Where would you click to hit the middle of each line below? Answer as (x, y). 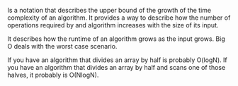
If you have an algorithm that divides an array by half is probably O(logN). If (118, 60)
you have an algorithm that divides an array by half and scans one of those (117, 67)
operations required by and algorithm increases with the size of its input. (113, 25)
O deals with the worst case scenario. (62, 46)
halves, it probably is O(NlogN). (53, 75)
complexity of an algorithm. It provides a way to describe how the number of (119, 18)
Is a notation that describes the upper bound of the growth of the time (109, 10)
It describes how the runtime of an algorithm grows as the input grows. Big (116, 39)
